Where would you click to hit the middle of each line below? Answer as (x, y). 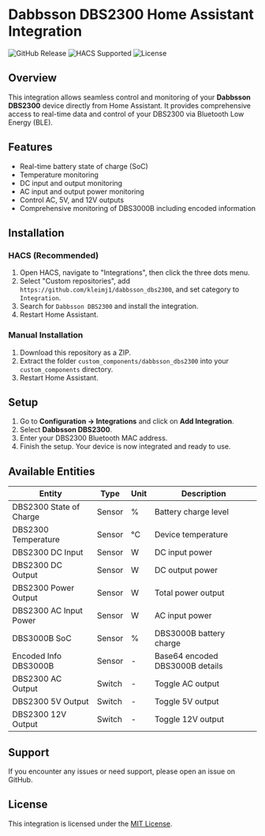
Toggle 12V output (189, 719)
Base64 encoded (186, 656)
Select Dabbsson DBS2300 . (66, 430)
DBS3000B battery (190, 634)
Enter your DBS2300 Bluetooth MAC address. (93, 438)
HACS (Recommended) (54, 255)
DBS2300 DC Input (48, 552)
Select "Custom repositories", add (75, 281)
